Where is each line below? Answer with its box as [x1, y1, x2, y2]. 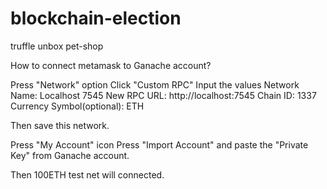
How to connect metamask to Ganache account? [10, 59, 212, 71]
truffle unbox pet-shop [10, 40, 104, 52]
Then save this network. [10, 119, 110, 131]
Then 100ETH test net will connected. [10, 168, 165, 181]
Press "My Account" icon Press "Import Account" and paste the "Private [10, 138, 309, 151]
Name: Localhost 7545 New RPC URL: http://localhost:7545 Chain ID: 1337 [10, 89, 317, 101]
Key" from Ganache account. [10, 149, 130, 161]
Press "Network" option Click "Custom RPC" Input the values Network [10, 78, 300, 91]
